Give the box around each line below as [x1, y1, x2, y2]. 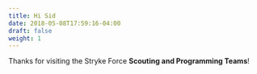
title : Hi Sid [8, 11, 57, 20]
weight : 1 [8, 34, 42, 43]
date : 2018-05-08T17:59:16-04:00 [8, 19, 121, 27]
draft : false [8, 27, 53, 35]
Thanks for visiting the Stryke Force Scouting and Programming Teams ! [8, 56, 251, 66]
